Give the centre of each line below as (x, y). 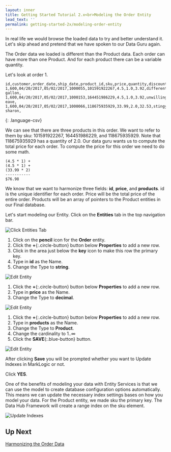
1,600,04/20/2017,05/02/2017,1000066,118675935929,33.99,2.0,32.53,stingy (86, 107)
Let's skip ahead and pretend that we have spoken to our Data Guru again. (83, 44)
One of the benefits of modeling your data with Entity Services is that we (81, 384)
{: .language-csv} (24, 120)
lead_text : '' (20, 19)
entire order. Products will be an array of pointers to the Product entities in (83, 199)
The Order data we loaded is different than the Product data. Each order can (85, 54)
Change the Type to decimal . (43, 298)
